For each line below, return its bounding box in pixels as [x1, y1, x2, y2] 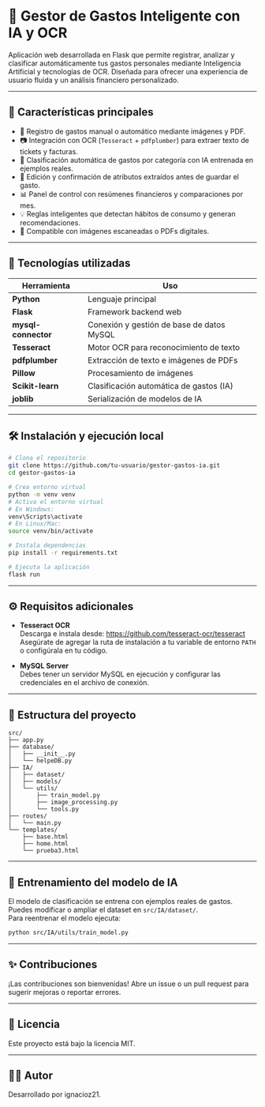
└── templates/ [8, 826, 58, 834]
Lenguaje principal [88, 293, 156, 304]
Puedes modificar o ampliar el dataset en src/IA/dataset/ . [8, 905, 199, 915]
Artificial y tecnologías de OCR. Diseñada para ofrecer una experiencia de [8, 66, 248, 76]
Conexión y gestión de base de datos [88, 319, 226, 330]
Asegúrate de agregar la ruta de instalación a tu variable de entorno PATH [19, 638, 256, 647]
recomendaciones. [19, 217, 81, 228]
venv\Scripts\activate [8, 513, 83, 521]
